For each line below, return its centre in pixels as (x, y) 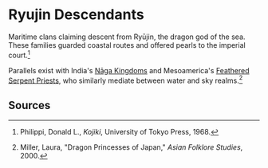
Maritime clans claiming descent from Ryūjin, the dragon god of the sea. (127, 37)
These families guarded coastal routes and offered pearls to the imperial (127, 45)
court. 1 (19, 54)
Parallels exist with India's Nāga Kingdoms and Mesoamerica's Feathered (129, 70)
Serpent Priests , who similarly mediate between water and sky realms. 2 (126, 80)
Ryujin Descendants (77, 15)
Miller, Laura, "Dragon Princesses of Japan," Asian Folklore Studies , (131, 147)
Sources (30, 105)
